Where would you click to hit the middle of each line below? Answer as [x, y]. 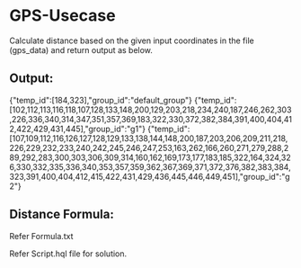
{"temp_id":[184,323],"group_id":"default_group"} [101, 100]
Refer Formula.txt [41, 236]
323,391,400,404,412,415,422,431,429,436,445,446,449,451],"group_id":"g [150, 176]
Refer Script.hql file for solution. [68, 254]
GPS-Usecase [62, 16]
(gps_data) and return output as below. [81, 49]
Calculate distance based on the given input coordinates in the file [132, 40]
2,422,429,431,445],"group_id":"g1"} [78, 129]
